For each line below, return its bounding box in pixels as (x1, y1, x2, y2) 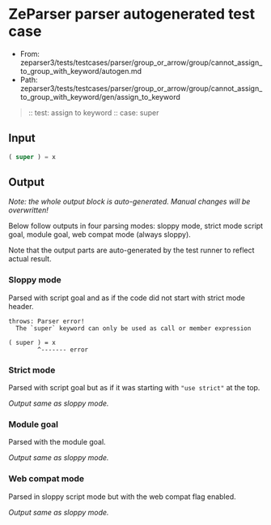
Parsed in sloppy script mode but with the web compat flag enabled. (8, 492, 236, 501)
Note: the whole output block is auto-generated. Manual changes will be (8, 196, 251, 207)
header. (8, 301, 34, 311)
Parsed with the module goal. (8, 437, 107, 447)
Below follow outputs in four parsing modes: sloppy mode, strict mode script (8, 221, 264, 231)
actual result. (8, 254, 52, 264)
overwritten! (8, 205, 49, 215)
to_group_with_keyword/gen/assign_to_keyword (19, 92, 180, 101)
